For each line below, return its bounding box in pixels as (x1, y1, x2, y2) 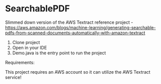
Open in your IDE (12, 44, 47, 50)
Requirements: (5, 59, 35, 65)
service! (5, 74, 22, 80)
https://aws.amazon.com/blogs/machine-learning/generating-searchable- (5, 24, 156, 30)
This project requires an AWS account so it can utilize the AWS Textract (5, 69, 151, 75)
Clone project (12, 39, 40, 45)
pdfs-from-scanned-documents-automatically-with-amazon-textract (5, 30, 146, 36)
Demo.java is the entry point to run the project (12, 50, 106, 56)
